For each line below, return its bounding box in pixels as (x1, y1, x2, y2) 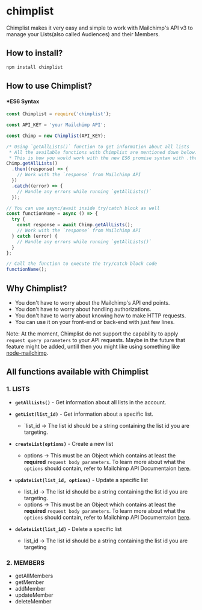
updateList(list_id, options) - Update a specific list (14, 476, 148, 483)
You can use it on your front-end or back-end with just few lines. (14, 319, 175, 326)
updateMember (14, 591, 54, 599)
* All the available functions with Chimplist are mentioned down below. (8, 149, 198, 155)
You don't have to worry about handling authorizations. (14, 306, 151, 313)
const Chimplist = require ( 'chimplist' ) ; (6, 111, 112, 117)
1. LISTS (6, 385, 30, 393)
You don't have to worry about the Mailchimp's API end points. (14, 299, 170, 307)
